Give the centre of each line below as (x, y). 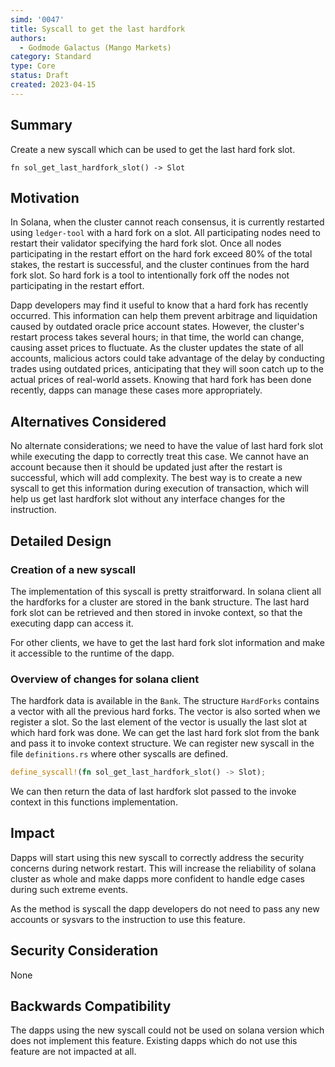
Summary (41, 125)
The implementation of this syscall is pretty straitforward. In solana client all (166, 591)
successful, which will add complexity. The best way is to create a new (156, 478)
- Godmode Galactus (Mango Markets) (95, 47)
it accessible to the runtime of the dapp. (92, 653)
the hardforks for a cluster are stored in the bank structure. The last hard (160, 602)
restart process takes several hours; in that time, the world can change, (157, 337)
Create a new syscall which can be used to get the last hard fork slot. (153, 149)
